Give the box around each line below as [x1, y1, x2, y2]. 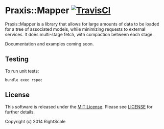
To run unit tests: [5, 68, 39, 74]
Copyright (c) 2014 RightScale [5, 118, 66, 124]
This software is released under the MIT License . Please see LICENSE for [5, 104, 153, 109]
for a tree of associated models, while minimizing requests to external [5, 26, 146, 32]
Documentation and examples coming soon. [5, 41, 94, 46]
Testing [5, 55, 29, 64]
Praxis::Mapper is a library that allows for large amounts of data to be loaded [5, 21, 160, 27]
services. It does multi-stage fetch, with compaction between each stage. [5, 31, 154, 37]
